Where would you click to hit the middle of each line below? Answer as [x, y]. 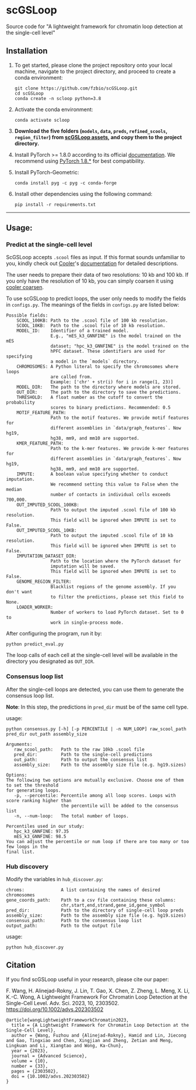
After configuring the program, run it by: [54, 634]
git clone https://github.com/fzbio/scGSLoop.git [76, 88]
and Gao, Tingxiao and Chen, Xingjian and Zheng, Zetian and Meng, [90, 1040]
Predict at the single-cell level [49, 245]
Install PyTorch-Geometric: [47, 172]
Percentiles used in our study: [45, 826]
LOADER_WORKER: [35, 607]
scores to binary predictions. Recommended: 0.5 [111, 408]
